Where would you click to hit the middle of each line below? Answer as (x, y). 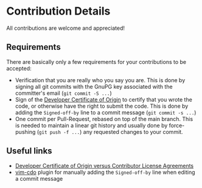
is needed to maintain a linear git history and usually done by (91, 125)
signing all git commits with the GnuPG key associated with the (94, 86)
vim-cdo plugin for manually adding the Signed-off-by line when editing (105, 172)
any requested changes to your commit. (133, 131)
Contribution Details (58, 11)
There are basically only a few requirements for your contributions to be (96, 61)
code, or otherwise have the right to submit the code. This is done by (102, 106)
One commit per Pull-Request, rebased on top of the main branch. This (104, 119)
